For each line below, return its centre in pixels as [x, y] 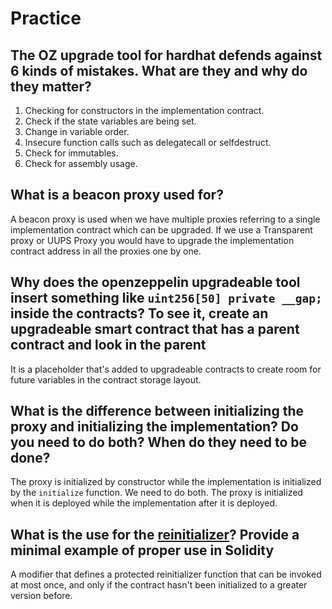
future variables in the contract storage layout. [106, 379]
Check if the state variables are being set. [110, 121]
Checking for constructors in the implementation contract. [144, 110]
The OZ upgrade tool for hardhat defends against [166, 55]
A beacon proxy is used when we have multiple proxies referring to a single [165, 219]
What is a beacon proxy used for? [117, 195]
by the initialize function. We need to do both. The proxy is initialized [156, 493]
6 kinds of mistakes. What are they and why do [159, 70]
